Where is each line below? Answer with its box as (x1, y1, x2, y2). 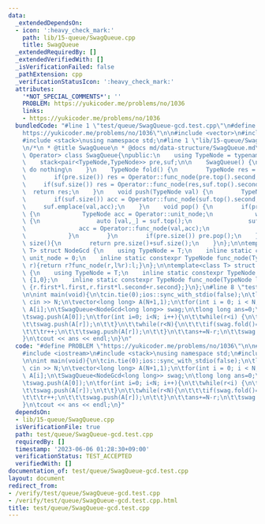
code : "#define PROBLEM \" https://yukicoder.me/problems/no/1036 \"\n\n (15, 342, 256, 350)
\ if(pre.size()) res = (22, 173, 125, 182)
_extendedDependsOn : (15, 19, 83, 27)
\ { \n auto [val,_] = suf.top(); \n (22, 217, 192, 225)
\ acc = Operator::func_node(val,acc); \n (22, 224, 211, 233)
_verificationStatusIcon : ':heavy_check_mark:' (15, 77, 175, 85)
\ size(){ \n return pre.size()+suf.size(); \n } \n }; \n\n (22, 239, 245, 247)
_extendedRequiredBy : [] (15, 48, 97, 56)
